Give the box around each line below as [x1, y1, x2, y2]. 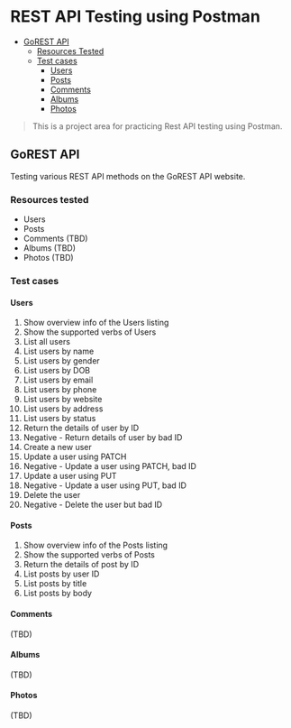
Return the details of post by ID [23, 559, 139, 570]
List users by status [23, 413, 96, 424]
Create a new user [23, 442, 93, 453]
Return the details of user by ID [23, 422, 140, 434]
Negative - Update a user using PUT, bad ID [23, 480, 187, 491]
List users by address [23, 403, 104, 414]
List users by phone [23, 384, 97, 395]
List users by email [23, 374, 94, 385]
